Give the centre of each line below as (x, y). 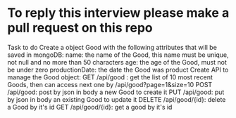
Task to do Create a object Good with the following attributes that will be (112, 47)
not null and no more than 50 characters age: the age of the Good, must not (117, 62)
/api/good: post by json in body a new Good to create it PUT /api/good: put (116, 92)
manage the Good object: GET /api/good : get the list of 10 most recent (110, 77)
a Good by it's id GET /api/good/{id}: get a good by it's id (90, 107)
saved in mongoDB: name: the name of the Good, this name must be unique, (118, 55)
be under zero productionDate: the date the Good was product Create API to (118, 70)
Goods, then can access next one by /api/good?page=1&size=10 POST (110, 84)
